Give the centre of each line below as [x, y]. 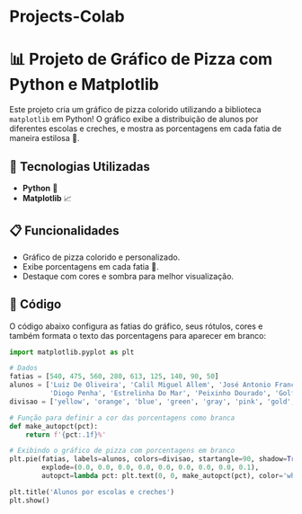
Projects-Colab [67, 17]
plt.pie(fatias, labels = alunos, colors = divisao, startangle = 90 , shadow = [148, 459]
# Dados [24, 368]
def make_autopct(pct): [54, 426]
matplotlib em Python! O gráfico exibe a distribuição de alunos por [134, 120]
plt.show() [30, 501]
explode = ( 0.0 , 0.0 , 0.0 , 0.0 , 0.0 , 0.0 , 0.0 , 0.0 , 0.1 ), [151, 468]
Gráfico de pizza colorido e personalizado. [101, 257]
